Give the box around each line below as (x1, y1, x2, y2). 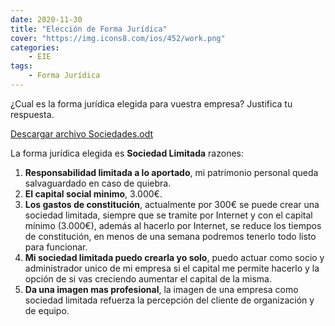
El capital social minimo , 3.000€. (24, 187, 163, 200)
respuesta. (10, 108, 55, 120)
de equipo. (24, 304, 70, 316)
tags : (10, 61, 33, 71)
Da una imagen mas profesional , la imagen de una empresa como (24, 283, 299, 295)
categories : (10, 42, 60, 53)
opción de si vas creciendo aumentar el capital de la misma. (24, 272, 272, 285)
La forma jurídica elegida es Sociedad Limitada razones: (10, 147, 244, 159)
